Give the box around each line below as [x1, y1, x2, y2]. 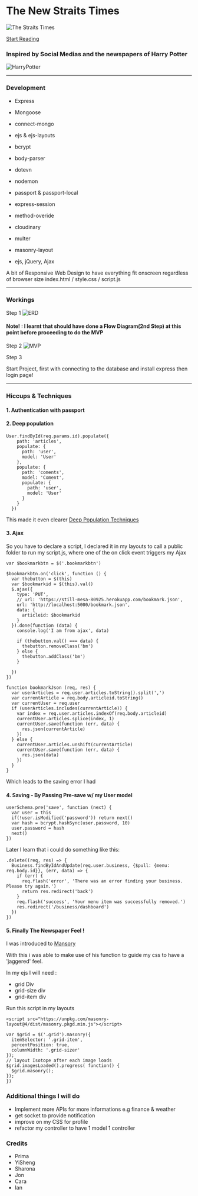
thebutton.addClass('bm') [21, 653, 85, 659]
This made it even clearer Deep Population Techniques [6, 516, 139, 523]
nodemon [14, 178, 38, 185]
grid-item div [14, 993, 47, 1001]
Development [6, 84, 46, 92]
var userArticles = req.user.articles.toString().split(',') [11, 689, 165, 696]
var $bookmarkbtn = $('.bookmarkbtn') [6, 560, 101, 566]
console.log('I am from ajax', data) [16, 627, 110, 634]
